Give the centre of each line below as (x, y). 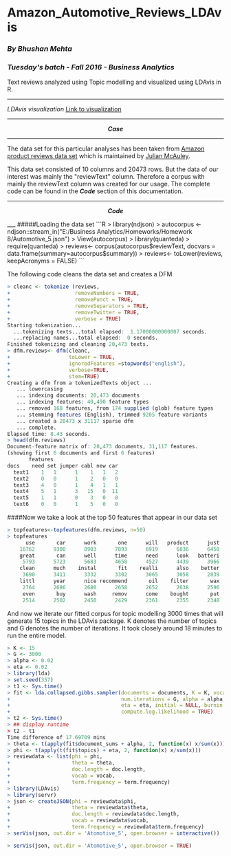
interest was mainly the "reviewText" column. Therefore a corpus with (106, 177)
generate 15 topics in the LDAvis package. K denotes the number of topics (112, 621)
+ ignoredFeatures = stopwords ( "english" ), (97, 363)
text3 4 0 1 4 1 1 (66, 485)
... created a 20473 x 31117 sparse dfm (75, 421)
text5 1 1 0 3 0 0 (66, 498)
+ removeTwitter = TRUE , (73, 312)
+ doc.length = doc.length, (77, 769)
